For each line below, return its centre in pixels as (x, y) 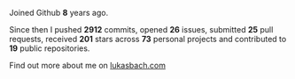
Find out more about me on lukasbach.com (88, 65)
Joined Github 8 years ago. (59, 13)
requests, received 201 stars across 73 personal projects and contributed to (148, 39)
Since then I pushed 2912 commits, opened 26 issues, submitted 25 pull (141, 29)
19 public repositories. (50, 48)
